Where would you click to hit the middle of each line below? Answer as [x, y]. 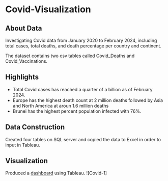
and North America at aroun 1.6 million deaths [61, 106]
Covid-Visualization [48, 9]
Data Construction [35, 127]
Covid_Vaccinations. [26, 61]
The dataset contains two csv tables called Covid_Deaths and [70, 56]
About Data [24, 28]
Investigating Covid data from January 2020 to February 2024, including [81, 40]
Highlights [22, 77]
